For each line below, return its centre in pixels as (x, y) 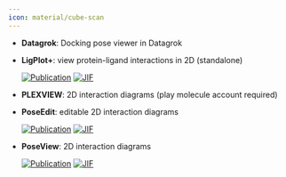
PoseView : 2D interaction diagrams (86, 146)
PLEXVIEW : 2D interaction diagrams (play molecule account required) (149, 94)
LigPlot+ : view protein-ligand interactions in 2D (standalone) (132, 60)
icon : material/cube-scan (56, 17)
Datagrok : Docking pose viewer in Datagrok (102, 43)
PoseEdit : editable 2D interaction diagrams (100, 111)
